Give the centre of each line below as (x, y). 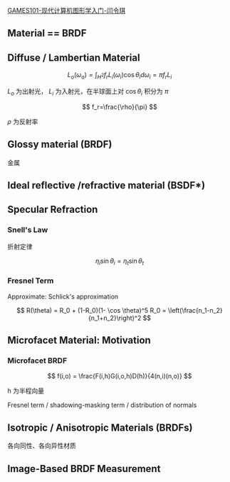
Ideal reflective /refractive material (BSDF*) (106, 185)
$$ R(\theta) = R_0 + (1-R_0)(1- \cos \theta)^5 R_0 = (92, 310)
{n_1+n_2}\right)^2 (115, 318)
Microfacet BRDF (37, 361)
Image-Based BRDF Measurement (84, 469)
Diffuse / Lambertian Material (74, 57)
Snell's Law (28, 230)
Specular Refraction (53, 210)
